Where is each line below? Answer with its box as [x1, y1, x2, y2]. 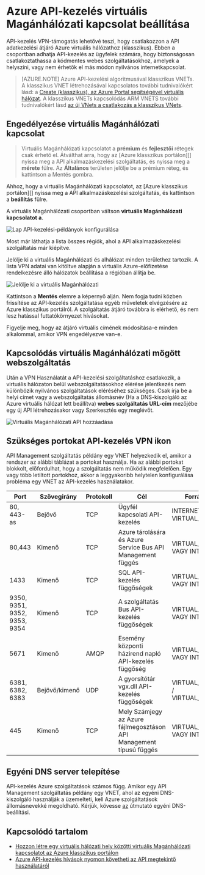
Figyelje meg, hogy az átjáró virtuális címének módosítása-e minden [6, 324, 178, 331]
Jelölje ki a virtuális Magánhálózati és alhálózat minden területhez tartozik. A [6, 255, 198, 263]
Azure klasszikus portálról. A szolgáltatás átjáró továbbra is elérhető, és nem [6, 306, 199, 313]
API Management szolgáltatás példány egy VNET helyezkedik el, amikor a [6, 452, 192, 459]
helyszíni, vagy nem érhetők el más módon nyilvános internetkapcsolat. [6, 63, 186, 71]
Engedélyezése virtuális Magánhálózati [6, 119, 160, 130]
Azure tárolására [118, 528, 166, 536]
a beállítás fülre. [6, 196, 48, 203]
